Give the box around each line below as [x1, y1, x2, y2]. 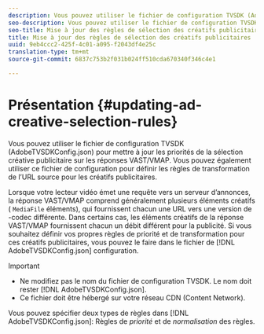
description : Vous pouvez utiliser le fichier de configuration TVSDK [8, 11, 244, 20]
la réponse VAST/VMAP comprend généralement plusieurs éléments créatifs [8, 196, 255, 205]
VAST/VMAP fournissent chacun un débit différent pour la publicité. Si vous [8, 221, 252, 230]
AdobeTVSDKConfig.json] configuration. [8, 245, 139, 255]
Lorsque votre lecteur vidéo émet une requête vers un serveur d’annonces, [8, 187, 251, 196]
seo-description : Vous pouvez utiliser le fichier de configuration [8, 19, 237, 27]
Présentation [8, 96, 94, 114]
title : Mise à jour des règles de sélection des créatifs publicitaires [8, 33, 251, 42]
